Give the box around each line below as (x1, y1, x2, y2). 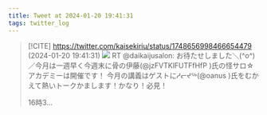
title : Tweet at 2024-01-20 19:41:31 (8, 11, 134, 20)
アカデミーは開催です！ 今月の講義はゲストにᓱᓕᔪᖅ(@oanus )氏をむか (27, 70, 259, 80)
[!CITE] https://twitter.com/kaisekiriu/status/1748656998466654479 (27, 41, 253, 50)
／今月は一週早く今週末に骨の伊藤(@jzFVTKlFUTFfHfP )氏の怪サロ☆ (27, 61, 254, 70)
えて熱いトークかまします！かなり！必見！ (27, 81, 168, 90)
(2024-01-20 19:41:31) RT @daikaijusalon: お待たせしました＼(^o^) (27, 50, 256, 60)
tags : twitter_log (8, 19, 69, 27)
